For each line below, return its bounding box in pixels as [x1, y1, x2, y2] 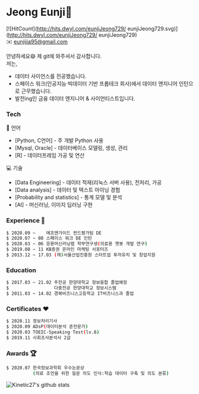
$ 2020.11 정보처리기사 [6, 318, 58, 324]
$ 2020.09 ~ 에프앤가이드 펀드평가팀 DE [6, 230, 102, 236]
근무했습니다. [21, 87, 52, 94]
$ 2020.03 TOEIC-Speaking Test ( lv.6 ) [6, 329, 100, 335]
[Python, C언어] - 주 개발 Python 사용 [14, 137, 104, 144]
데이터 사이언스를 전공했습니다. [14, 73, 87, 80]
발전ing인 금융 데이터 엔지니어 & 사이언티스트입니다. [14, 94, 135, 102]
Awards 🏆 [6, 349, 37, 357]
